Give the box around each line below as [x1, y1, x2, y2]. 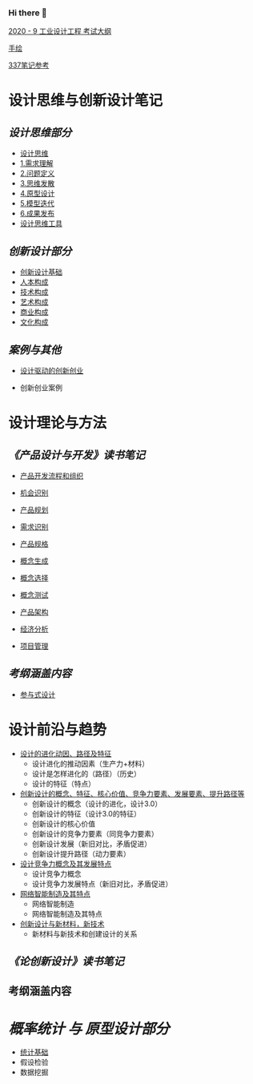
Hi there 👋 [8, 7, 48, 18]
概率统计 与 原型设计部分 [8, 1019, 170, 1038]
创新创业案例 [19, 382, 62, 392]
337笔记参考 [8, 60, 50, 71]
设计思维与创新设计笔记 [8, 91, 163, 110]
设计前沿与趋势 [8, 720, 107, 739]
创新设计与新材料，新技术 [19, 919, 105, 929]
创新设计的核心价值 [31, 819, 96, 828]
